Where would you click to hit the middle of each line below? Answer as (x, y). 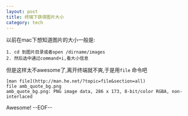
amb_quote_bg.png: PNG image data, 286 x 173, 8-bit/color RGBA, (88, 92)
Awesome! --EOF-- (29, 108)
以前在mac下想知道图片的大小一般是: (51, 40)
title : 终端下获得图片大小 (35, 17)
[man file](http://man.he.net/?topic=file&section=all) (76, 81)
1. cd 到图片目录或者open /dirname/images (56, 52)
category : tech (25, 22)
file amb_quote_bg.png (34, 87)
